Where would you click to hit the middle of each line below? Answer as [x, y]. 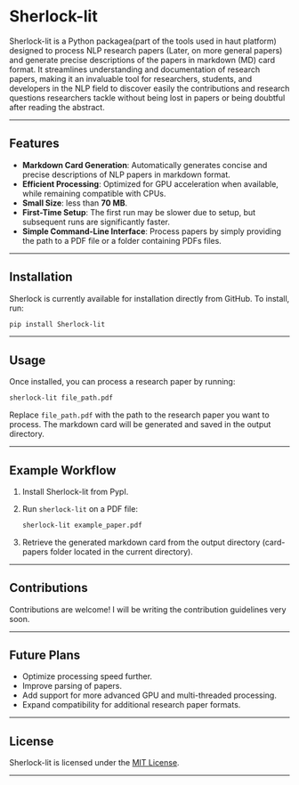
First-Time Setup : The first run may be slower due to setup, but [139, 212]
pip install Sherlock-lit [57, 324]
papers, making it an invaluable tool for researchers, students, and [131, 78]
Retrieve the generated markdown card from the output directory [141, 542]
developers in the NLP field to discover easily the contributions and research [149, 88]
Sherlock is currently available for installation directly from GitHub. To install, [149, 298]
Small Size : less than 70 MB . [75, 203]
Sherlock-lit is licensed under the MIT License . [94, 763]
